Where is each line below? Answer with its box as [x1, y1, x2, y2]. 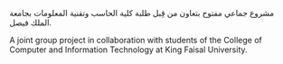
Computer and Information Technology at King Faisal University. [9, 44, 248, 55]
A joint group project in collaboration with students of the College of [9, 35, 262, 45]
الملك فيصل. [9, 17, 52, 28]
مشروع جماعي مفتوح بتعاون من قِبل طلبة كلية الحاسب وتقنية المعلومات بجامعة [9, 8, 275, 18]
